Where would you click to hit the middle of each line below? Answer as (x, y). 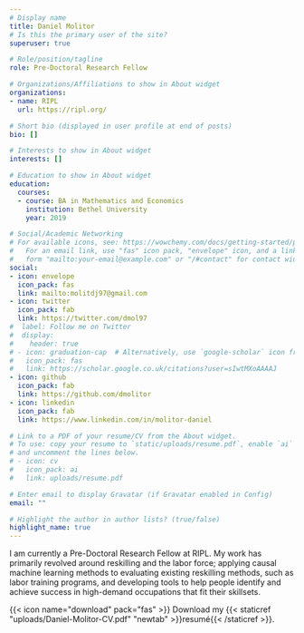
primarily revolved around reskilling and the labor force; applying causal (143, 563)
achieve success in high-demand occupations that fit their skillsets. (135, 592)
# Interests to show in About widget (81, 151)
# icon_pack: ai (44, 470)
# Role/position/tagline (56, 60)
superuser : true (40, 43)
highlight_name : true (50, 528)
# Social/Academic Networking (66, 234)
